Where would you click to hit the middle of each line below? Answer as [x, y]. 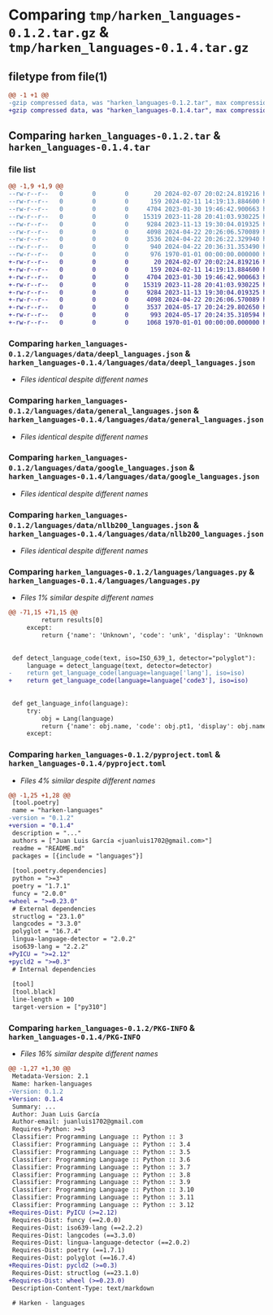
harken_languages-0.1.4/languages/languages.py [104, 581]
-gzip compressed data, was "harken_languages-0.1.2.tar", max [118, 103]
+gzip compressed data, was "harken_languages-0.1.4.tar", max [118, 110]
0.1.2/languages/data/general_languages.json [100, 411]
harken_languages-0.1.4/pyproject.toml [87, 764]
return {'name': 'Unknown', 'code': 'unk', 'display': [136, 636]
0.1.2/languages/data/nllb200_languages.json [100, 525]
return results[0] [72, 620]
